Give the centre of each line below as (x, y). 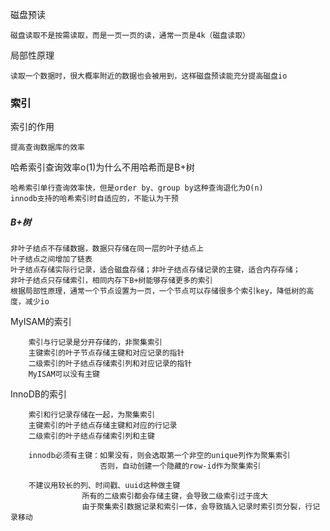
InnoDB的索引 (38, 394)
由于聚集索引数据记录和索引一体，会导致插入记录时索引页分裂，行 (197, 507)
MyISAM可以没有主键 (64, 374)
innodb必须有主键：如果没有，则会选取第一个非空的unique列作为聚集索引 (159, 456)
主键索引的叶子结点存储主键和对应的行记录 (103, 426)
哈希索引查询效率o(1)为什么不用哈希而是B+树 (102, 167)
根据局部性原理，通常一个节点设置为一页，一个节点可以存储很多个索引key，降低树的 (158, 291)
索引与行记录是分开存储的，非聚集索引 (95, 343)
